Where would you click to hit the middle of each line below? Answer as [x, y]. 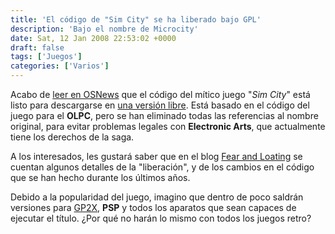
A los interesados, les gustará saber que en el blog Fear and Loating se [156, 156]
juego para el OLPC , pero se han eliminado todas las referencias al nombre [164, 115]
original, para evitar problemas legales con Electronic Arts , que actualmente [168, 126]
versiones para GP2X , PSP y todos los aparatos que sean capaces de [153, 207]
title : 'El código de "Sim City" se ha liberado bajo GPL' [136, 19]
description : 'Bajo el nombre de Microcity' [104, 29]
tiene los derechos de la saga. [72, 137]
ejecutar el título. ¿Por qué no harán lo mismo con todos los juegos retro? [161, 218]
